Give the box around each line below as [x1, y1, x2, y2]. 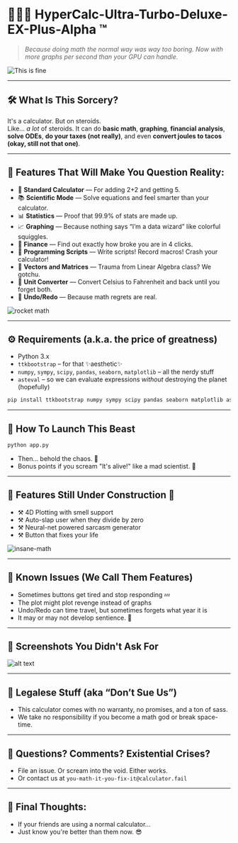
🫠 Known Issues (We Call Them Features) [7, 571, 193, 584]
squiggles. [17, 232, 48, 240]
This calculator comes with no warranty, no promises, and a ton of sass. [17, 705, 228, 714]
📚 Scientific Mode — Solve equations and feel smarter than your [17, 193, 210, 201]
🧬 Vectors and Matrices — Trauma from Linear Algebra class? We [17, 262, 211, 271]
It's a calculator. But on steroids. [7, 116, 101, 125]
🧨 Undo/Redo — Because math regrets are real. [17, 292, 157, 301]
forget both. [17, 285, 53, 294]
